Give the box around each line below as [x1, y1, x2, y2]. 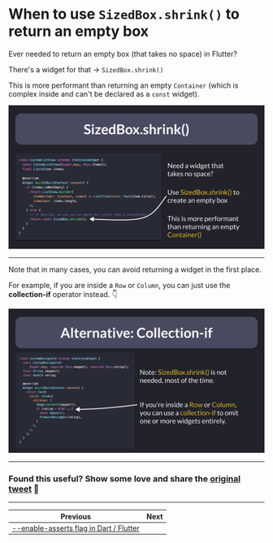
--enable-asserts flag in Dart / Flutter [11, 523, 140, 532]
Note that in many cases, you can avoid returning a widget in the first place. [8, 265, 262, 274]
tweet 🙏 [8, 483, 40, 494]
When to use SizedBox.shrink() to [8, 5, 240, 24]
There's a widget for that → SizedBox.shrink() [8, 64, 164, 74]
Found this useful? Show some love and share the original [8, 472, 241, 484]
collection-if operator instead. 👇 [8, 290, 118, 300]
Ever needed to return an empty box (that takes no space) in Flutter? [8, 49, 238, 58]
